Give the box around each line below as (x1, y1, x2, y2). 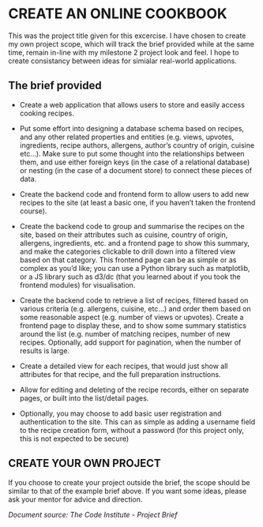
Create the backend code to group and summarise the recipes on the (19, 221, 245, 231)
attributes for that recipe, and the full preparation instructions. (19, 369, 221, 379)
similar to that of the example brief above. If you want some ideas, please (8, 486, 247, 495)
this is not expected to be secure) (19, 434, 130, 443)
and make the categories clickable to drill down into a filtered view (19, 247, 235, 256)
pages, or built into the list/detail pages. (19, 393, 149, 403)
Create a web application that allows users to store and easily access (19, 100, 245, 109)
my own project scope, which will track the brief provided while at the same (8, 39, 254, 48)
